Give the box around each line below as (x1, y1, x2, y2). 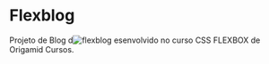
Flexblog (9, 5, 75, 26)
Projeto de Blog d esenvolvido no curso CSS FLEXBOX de (9, 35, 261, 45)
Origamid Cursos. (9, 44, 74, 54)
